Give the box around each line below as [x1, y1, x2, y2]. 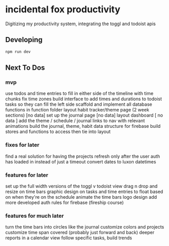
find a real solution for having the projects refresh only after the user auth [5, 153, 160, 159]
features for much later [5, 212, 64, 219]
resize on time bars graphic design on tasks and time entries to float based [5, 188, 163, 195]
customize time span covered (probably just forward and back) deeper [5, 230, 155, 236]
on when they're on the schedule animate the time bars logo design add [5, 194, 157, 200]
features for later [5, 171, 49, 178]
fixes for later [5, 141, 39, 148]
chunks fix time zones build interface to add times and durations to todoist [5, 96, 162, 102]
